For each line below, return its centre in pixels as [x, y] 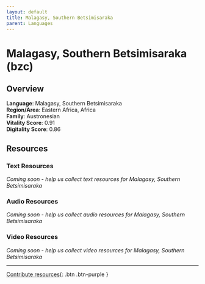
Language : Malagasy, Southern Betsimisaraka [64, 104]
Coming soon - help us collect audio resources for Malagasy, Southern [96, 215]
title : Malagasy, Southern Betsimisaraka [60, 18]
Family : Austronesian [33, 116]
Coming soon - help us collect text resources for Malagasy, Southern [93, 179]
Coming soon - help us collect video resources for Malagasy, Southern [95, 250]
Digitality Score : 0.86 [34, 129]
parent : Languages [30, 23]
